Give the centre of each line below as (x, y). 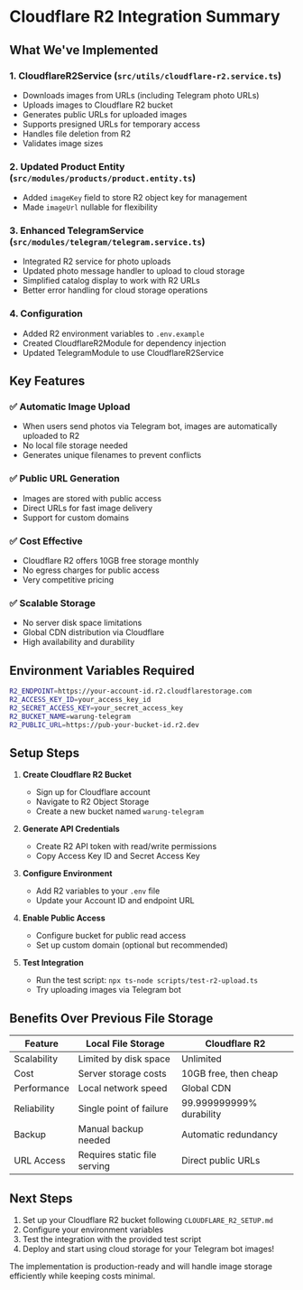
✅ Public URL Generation (64, 479)
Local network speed (123, 1089)
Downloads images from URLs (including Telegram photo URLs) (141, 95)
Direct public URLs (221, 1161)
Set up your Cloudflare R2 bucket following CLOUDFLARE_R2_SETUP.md (147, 1220)
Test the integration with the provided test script (112, 1239)
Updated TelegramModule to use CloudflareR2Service (123, 352)
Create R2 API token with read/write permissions (126, 846)
